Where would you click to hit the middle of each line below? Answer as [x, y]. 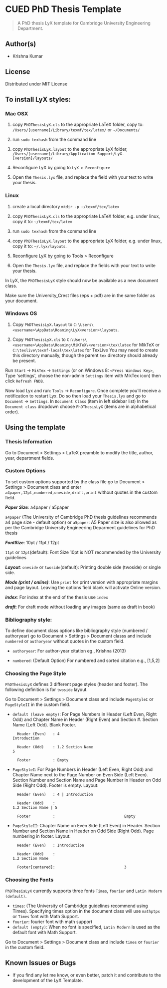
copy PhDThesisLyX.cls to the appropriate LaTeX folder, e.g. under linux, [86, 216]
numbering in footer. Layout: [41, 836]
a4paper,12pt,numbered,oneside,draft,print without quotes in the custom [82, 492]
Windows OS [21, 314]
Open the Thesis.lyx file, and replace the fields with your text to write [84, 265]
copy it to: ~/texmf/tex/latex [42, 221]
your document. [22, 301]
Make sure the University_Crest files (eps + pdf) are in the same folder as [80, 295]
